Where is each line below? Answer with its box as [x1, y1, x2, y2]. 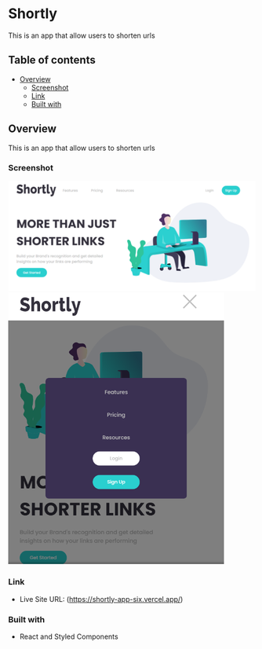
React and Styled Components [19, 632, 119, 641]
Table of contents [8, 53, 96, 67]
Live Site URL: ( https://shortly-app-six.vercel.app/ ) [19, 594, 184, 603]
